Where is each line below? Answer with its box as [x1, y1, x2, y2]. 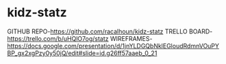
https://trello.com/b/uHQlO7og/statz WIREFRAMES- [7, 34, 153, 42]
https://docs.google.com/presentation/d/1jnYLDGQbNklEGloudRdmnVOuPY [7, 42, 220, 50]
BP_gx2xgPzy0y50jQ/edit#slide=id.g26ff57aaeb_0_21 [7, 49, 158, 57]
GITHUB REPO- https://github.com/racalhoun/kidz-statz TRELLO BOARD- [7, 27, 213, 35]
